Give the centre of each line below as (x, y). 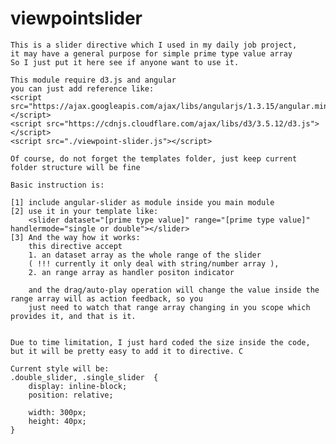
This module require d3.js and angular (93, 80)
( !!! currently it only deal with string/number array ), (154, 263)
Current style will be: (60, 368)
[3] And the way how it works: (75, 237)
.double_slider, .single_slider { (84, 377)
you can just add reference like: (82, 88)
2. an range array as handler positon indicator (131, 272)
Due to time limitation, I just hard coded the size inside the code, (160, 342)
